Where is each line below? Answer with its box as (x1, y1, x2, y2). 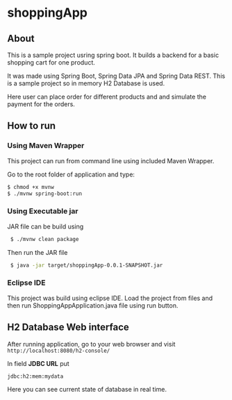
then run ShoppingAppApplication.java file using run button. (7, 301, 179, 310)
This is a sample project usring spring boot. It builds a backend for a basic (7, 51, 219, 59)
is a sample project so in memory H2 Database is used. (7, 79, 165, 87)
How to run (7, 120, 56, 132)
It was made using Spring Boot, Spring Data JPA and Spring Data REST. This (7, 72, 226, 80)
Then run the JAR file (7, 248, 68, 256)
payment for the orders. (7, 100, 75, 108)
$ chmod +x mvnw (7, 183, 54, 190)
